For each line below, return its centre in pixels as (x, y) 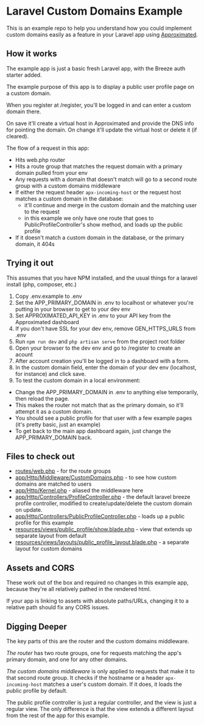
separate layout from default (51, 536)
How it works (32, 54)
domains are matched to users (53, 484)
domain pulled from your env (51, 172)
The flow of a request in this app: (48, 148)
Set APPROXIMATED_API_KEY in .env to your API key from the (93, 316)
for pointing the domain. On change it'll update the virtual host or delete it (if (102, 130)
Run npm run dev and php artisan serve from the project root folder (100, 341)
